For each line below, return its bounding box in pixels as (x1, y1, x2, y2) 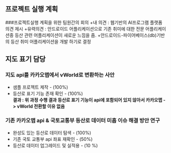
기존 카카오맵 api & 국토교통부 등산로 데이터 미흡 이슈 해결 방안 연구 (5, 117, 160, 124)
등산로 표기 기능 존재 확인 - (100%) (12, 90, 83, 96)
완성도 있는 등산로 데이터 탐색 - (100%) (12, 130, 91, 136)
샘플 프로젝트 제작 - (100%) (12, 84, 68, 90)
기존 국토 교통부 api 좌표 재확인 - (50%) (12, 136, 93, 142)
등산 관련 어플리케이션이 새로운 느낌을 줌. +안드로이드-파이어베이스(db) (14, 32, 157, 38)
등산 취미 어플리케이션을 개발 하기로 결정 (10, 38, 91, 44)
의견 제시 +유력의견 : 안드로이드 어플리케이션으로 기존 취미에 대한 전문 (5, 25, 144, 32)
